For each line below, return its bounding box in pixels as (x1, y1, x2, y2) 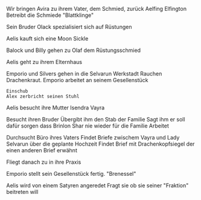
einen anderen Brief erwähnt (6, 147, 77, 153)
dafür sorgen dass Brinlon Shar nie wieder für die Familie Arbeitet (6, 122, 169, 129)
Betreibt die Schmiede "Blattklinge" (6, 11, 94, 19)
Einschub (6, 88, 28, 94)
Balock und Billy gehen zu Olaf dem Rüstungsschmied (6, 47, 141, 54)
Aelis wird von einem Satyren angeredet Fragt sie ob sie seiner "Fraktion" (6, 182, 189, 189)
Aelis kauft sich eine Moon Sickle (6, 35, 89, 42)
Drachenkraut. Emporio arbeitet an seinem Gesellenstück (6, 77, 148, 83)
